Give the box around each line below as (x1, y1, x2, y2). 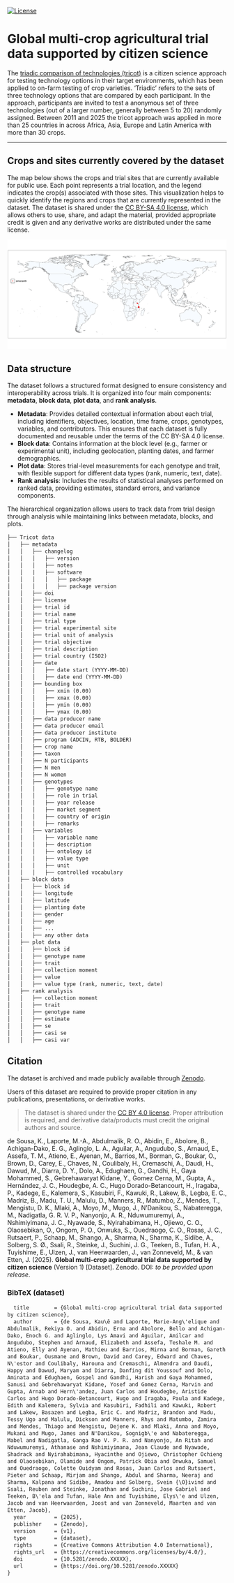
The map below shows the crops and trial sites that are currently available (7, 173, 219, 181)
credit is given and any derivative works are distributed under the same (7, 218, 212, 226)
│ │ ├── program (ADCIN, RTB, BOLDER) (7, 736, 132, 743)
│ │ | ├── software (7, 569, 82, 576)
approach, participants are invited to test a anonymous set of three (7, 98, 199, 107)
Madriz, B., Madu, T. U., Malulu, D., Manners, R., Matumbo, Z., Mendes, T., (7, 1196, 220, 1204)
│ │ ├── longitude (7, 890, 73, 897)
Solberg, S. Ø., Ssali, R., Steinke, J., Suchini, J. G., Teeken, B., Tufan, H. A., (7, 1240, 220, 1249)
